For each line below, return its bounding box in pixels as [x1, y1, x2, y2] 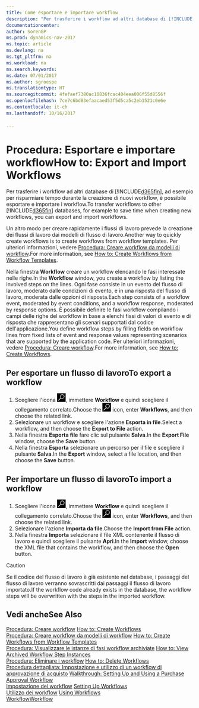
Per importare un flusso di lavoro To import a [6, 474, 172, 484]
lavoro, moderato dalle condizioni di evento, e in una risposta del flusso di [6, 287, 187, 295]
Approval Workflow [6, 676, 53, 683]
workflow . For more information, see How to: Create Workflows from [6, 251, 172, 258]
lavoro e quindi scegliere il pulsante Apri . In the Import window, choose [14, 537, 188, 545]
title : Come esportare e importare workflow [6, 10, 118, 16]
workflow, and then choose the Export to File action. [14, 425, 144, 432]
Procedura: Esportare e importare [6, 143, 175, 156]
